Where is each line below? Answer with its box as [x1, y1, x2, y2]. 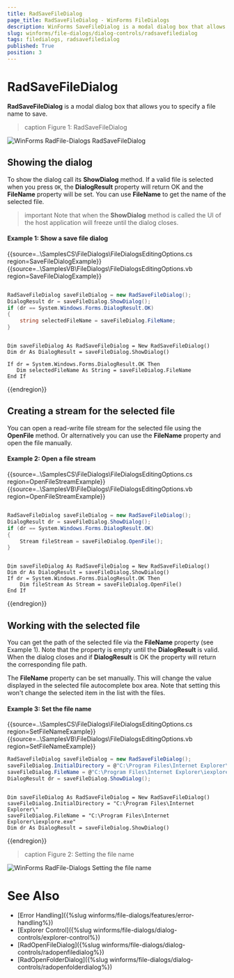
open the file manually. [7, 438, 73, 447]
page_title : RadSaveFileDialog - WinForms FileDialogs [7, 17, 170, 24]
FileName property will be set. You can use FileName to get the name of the [7, 189, 226, 199]
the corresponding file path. [7, 660, 87, 669]
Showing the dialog [7, 157, 93, 169]
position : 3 [7, 49, 42, 56]
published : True [7, 42, 54, 49]
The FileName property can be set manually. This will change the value [7, 674, 212, 683]
